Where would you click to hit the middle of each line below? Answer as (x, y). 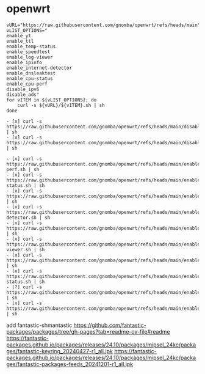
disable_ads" (23, 94)
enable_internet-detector (39, 68)
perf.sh (16, 169)
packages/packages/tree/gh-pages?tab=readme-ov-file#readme (88, 331)
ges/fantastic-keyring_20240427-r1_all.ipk (59, 351)
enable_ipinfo (24, 62)
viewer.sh (19, 249)
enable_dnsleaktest (31, 73)
